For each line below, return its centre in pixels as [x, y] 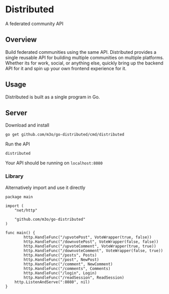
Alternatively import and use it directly [45, 187]
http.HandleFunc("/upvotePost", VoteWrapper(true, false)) [88, 237]
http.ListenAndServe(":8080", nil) [52, 282]
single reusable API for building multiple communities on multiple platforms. [85, 57]
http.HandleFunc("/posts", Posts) [60, 255]
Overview [21, 40]
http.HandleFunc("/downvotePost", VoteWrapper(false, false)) [91, 242]
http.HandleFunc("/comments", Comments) [67, 268]
